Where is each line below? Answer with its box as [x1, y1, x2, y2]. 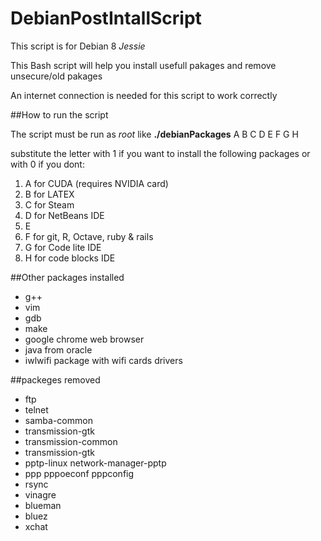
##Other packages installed [10, 271, 125, 283]
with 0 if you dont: [10, 158, 85, 170]
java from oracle [24, 343, 93, 356]
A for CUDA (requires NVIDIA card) [24, 177, 169, 189]
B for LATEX [24, 188, 75, 200]
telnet [24, 403, 49, 416]
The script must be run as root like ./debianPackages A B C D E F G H [10, 128, 299, 140]
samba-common [24, 414, 93, 426]
